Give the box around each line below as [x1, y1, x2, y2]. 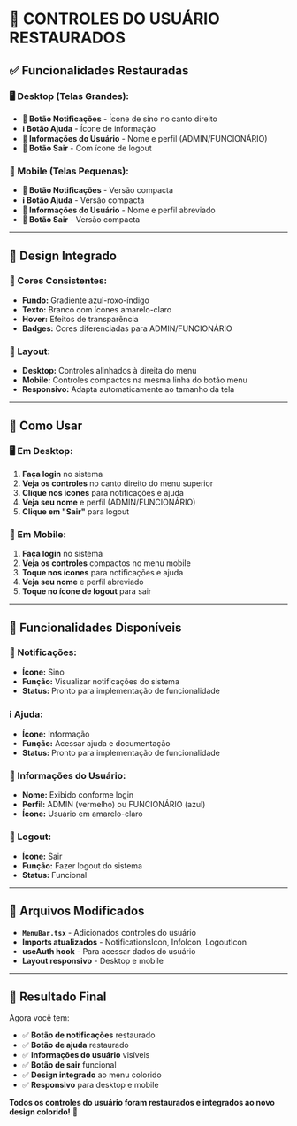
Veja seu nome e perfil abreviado [21, 576, 144, 588]
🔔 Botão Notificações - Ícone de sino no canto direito [21, 113, 218, 124]
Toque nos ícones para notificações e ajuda [21, 567, 184, 578]
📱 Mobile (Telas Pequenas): [9, 165, 130, 177]
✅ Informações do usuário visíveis [21, 1050, 150, 1060]
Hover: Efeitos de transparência [21, 313, 139, 324]
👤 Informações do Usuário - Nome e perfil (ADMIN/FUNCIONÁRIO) [21, 133, 268, 143]
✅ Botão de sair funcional [21, 1060, 117, 1070]
